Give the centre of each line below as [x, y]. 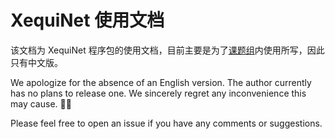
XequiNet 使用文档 [87, 20]
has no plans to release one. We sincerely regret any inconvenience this [158, 93]
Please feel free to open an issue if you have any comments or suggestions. [166, 123]
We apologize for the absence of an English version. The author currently [161, 82]
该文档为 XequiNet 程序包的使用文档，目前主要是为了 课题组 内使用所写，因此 [167, 50]
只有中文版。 [36, 62]
